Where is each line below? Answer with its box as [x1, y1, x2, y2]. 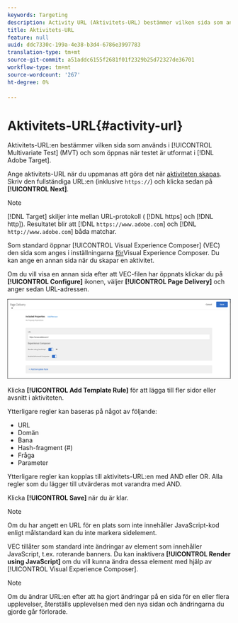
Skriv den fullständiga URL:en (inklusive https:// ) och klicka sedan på [7, 177, 212, 186]
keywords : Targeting [7, 11, 69, 18]
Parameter [17, 458, 49, 467]
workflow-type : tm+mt [7, 64, 72, 71]
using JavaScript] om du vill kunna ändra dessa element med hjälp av [7, 557, 212, 566]
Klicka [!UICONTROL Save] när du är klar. [7, 493, 129, 502]
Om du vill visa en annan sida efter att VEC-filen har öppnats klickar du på [7, 270, 223, 279]
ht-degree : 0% [7, 79, 50, 86]
